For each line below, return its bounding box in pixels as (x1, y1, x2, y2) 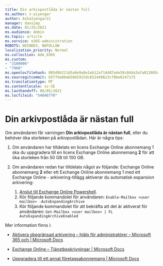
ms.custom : (5, 57, 27, 62)
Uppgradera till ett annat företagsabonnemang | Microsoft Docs (12, 256, 139, 262)
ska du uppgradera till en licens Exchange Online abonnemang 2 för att (12, 150, 154, 155)
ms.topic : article (5, 34, 42, 39)
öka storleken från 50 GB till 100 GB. (12, 155, 85, 161)
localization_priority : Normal (5, 48, 68, 52)
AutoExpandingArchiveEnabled (19, 214, 79, 219)
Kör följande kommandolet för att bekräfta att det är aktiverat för (19, 203, 147, 209)
